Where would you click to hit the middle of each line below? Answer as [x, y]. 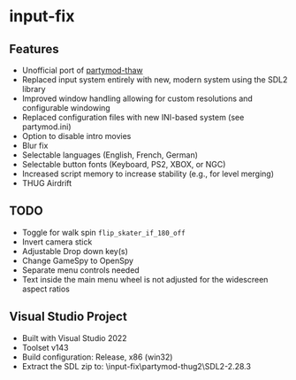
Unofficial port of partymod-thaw [82, 70]
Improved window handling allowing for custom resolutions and [137, 98]
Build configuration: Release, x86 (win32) [97, 357]
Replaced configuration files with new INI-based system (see [133, 117]
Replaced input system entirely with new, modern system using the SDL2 [155, 80]
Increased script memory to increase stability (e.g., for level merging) [148, 174]
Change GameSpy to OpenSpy [78, 260]
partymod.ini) [47, 127]
